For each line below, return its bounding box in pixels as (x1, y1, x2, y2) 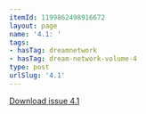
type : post (9, 63, 50, 72)
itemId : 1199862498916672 (9, 12, 105, 22)
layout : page (9, 21, 58, 30)
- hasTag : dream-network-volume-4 (9, 54, 138, 63)
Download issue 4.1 (9, 95, 80, 106)
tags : (9, 37, 29, 47)
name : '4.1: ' (9, 29, 62, 38)
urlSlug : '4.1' (9, 71, 66, 80)
